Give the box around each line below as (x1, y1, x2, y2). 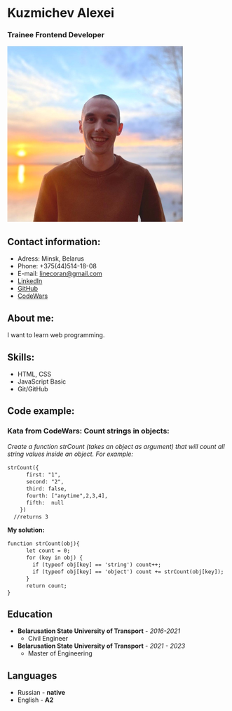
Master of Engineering (27, 649, 93, 658)
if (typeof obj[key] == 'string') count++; (32, 561, 161, 568)
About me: (7, 312, 55, 324)
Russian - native (17, 689, 65, 697)
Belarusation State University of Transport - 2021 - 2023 (17, 641, 186, 651)
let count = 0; (25, 547, 71, 554)
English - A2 (17, 696, 54, 704)
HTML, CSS (17, 370, 51, 378)
